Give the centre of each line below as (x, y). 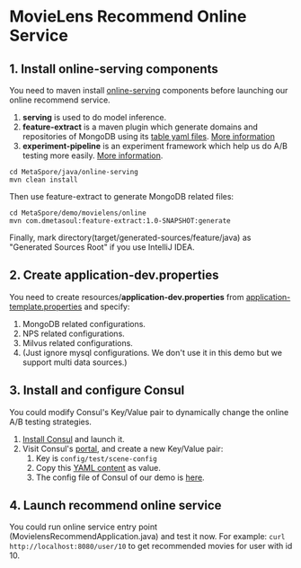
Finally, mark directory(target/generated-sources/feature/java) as (130, 237)
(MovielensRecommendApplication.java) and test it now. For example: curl (147, 537)
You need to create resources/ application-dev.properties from (127, 297)
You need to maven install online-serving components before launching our (149, 90)
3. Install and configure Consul (97, 390)
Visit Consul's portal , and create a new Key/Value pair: (123, 448)
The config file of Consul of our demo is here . (120, 477)
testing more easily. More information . (93, 155)
